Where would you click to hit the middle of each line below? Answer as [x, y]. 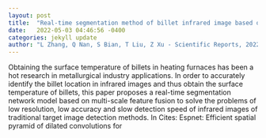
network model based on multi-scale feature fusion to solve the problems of [133, 101]
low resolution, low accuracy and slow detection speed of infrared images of [133, 109]
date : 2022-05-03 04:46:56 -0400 [67, 30]
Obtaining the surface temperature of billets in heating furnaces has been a [131, 67]
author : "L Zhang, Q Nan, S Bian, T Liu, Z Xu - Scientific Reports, [125, 45]
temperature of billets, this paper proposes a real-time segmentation [120, 92]
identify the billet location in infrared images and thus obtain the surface [126, 84]
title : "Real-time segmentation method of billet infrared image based [131, 23]
